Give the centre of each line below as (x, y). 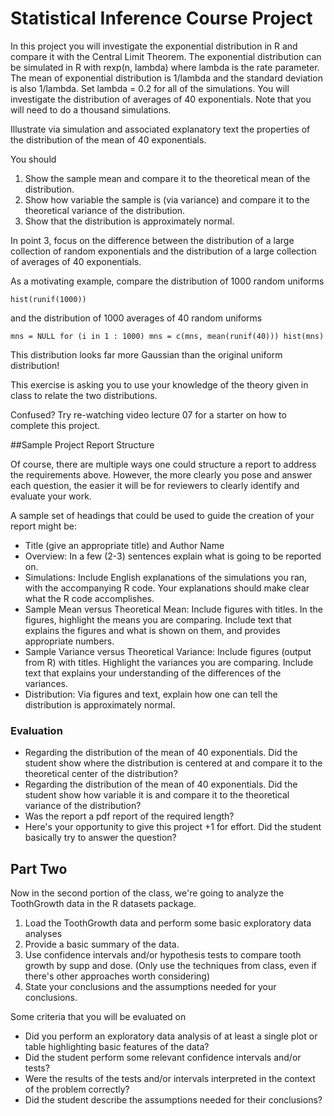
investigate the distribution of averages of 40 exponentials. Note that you (161, 99)
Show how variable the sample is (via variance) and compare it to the (167, 199)
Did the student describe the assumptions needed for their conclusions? (173, 1100)
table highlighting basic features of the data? (117, 1047)
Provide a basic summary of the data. (102, 944)
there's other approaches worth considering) (117, 976)
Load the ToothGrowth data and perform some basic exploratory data (168, 923)
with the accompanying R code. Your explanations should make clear (167, 588)
